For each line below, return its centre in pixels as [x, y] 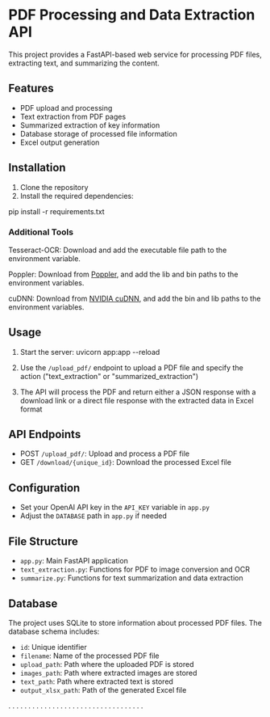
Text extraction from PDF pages [73, 116]
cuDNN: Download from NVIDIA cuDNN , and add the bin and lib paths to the [135, 298]
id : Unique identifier [53, 647]
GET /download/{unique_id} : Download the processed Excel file [126, 462]
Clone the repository [54, 187]
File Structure [43, 541]
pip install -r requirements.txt [56, 211]
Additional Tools [41, 232]
